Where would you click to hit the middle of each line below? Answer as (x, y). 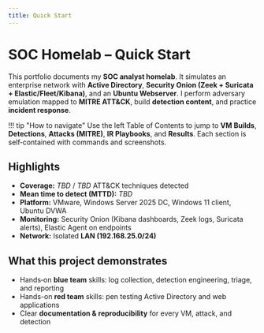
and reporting (42, 288)
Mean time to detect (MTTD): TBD (76, 194)
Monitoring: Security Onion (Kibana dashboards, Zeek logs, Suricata (131, 219)
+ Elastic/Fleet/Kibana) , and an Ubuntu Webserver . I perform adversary (127, 93)
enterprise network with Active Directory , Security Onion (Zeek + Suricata (131, 84)
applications (39, 305)
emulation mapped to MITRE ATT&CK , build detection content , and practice (132, 101)
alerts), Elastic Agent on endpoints (75, 228)
